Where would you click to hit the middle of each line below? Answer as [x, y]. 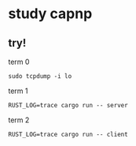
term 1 [18, 91]
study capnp [50, 14]
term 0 [19, 62]
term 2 [19, 120]
